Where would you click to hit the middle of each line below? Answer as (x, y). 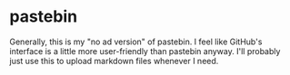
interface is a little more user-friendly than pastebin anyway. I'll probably (145, 51)
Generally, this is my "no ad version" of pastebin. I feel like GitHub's (136, 42)
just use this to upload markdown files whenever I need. (114, 61)
